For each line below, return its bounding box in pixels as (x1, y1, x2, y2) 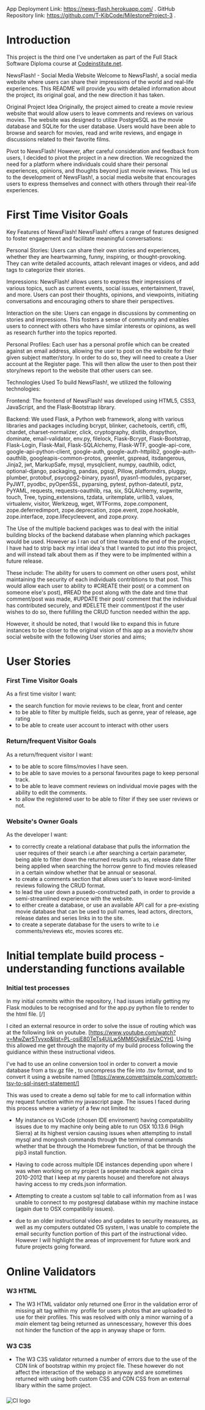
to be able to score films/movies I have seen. (15, 762, 129, 770)
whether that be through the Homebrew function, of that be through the (15, 1142, 196, 1150)
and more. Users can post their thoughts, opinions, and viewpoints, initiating (6, 291, 199, 298)
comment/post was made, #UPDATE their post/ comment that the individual (6, 595, 197, 602)
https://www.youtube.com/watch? (90, 1029, 176, 1037)
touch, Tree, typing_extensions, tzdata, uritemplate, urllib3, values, (6, 493, 174, 501)
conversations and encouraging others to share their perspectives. (6, 297, 174, 305)
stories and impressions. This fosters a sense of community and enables (6, 315, 190, 323)
